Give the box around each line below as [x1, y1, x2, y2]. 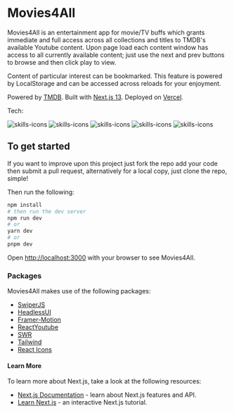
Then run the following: [7, 188, 75, 196]
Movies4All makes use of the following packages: [7, 287, 151, 296]
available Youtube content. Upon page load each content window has [7, 43, 209, 51]
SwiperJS [17, 300, 46, 309]
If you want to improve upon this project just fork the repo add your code [7, 159, 218, 167]
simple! [7, 174, 29, 182]
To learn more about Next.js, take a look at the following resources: [7, 377, 202, 386]
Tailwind [17, 338, 42, 346]
